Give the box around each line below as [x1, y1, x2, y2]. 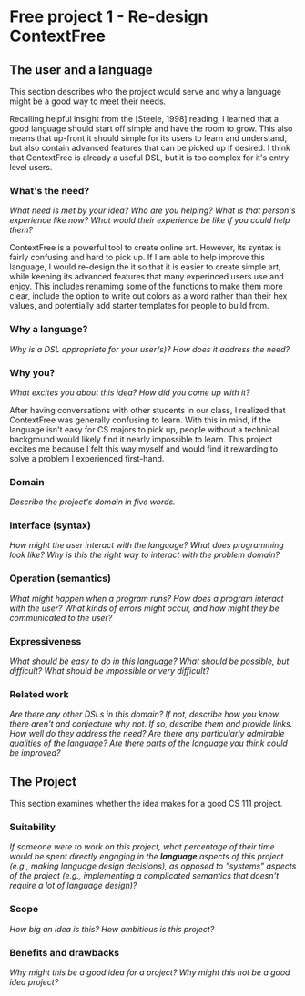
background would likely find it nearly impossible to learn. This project [9, 433, 273, 444]
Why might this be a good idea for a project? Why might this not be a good [9, 967, 290, 978]
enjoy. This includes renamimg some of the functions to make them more [9, 280, 284, 292]
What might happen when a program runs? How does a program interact [9, 593, 284, 604]
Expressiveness [9, 635, 82, 647]
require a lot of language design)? [9, 880, 137, 891]
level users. [9, 162, 53, 172]
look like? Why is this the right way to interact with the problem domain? [9, 549, 280, 561]
